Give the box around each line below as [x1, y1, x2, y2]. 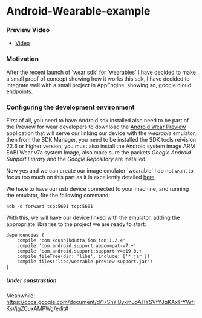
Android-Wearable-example [6, 4, 151, 18]
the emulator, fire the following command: [6, 192, 111, 199]
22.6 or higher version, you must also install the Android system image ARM [6, 142, 195, 150]
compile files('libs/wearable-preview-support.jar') [17, 259, 153, 265]
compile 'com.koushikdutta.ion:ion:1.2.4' [17, 237, 126, 243]
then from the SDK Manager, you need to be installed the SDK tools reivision [6, 136, 197, 144]
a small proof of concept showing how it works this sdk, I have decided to [6, 75, 190, 82]
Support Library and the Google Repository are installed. [6, 156, 147, 163]
